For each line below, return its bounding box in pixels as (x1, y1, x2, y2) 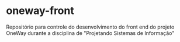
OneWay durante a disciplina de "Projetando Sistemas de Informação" (6, 29, 175, 36)
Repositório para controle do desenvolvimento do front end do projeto (6, 23, 175, 30)
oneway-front (6, 4, 74, 17)
